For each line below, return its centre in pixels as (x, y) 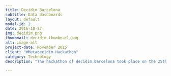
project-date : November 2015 (36, 47)
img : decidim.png (24, 33)
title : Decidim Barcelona (33, 10)
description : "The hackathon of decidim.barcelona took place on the (81, 61)
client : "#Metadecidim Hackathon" (42, 52)
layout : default (22, 19)
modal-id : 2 (18, 24)
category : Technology (28, 57)
